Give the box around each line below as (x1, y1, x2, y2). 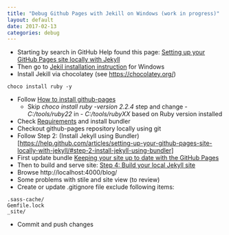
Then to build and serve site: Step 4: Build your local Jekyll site (17, 161, 196, 169)
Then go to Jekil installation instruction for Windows (17, 63, 165, 71)
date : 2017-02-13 (7, 23, 57, 30)
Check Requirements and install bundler (17, 117, 131, 126)
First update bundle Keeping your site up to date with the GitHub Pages (17, 154, 219, 162)
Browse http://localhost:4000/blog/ (17, 168, 118, 177)
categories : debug (7, 29, 60, 36)
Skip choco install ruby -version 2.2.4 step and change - (27, 102, 188, 111)
